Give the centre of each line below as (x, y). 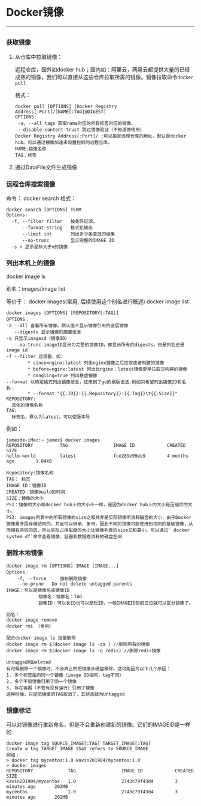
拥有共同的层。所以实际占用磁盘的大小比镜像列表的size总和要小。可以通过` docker (100, 530)
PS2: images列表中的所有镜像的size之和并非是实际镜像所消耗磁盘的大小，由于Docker (99, 518)
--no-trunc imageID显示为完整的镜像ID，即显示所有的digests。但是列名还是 (99, 345)
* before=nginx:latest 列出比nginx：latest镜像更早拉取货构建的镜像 (107, 369)
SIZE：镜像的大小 (25, 498)
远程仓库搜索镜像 (31, 184)
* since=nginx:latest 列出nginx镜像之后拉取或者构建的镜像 (96, 363)
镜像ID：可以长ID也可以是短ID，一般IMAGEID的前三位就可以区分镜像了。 (116, 603)
